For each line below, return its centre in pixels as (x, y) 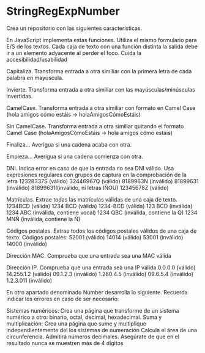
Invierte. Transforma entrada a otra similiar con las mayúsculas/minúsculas (101, 89)
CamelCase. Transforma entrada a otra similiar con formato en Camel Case (101, 107)
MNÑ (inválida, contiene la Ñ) (43, 219)
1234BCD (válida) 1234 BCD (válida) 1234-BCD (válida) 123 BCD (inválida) (99, 206)
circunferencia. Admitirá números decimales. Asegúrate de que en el (93, 337)
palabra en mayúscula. (35, 78)
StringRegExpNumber (63, 11)
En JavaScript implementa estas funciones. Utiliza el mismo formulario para (102, 40)
